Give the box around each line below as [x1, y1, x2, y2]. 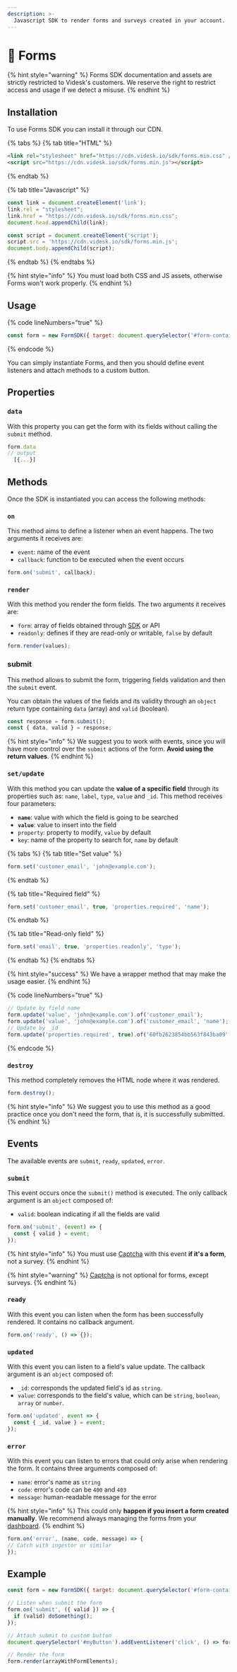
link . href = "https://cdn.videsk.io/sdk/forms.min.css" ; [7, 212, 178, 219]
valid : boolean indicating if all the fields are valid [17, 1209, 160, 1218]
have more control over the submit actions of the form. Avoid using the [7, 744, 214, 754]
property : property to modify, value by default [17, 828, 152, 836]
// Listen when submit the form [7, 1600, 102, 1607]
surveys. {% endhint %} [7, 1278, 77, 1286]
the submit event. [7, 683, 58, 691]
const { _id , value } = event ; [13, 1419, 106, 1426]
